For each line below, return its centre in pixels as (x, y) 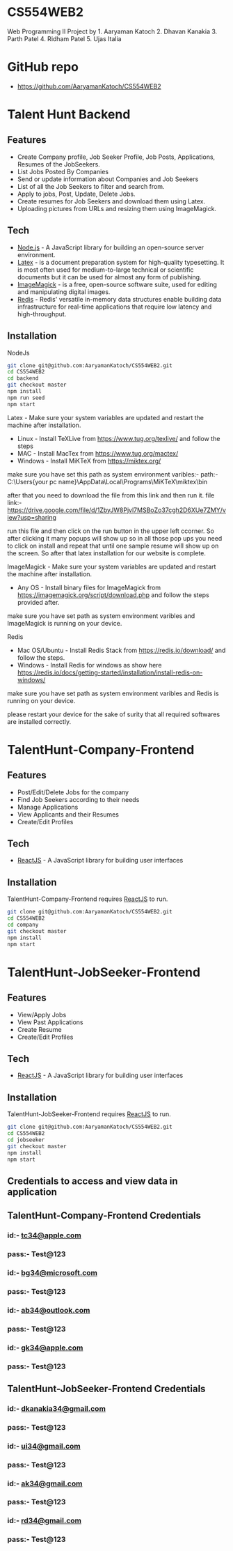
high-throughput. (42, 314)
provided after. (38, 602)
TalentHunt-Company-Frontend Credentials (104, 1216)
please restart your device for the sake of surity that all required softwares (114, 714)
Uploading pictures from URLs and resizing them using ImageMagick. (117, 208)
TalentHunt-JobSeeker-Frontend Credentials (106, 1388)
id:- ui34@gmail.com (44, 1446)
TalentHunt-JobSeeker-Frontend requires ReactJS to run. (89, 1114)
